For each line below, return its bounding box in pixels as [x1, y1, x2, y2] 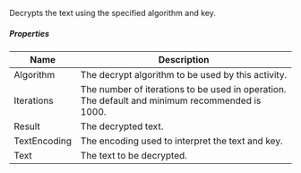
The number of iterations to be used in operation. [80, 82, 287, 95]
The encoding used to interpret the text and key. [80, 134, 284, 147]
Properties [9, 28, 50, 39]
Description [158, 53, 210, 65]
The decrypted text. [80, 120, 164, 133]
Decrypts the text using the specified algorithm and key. [9, 8, 217, 18]
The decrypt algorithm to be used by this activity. [80, 68, 288, 81]
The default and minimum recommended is [80, 94, 262, 107]
